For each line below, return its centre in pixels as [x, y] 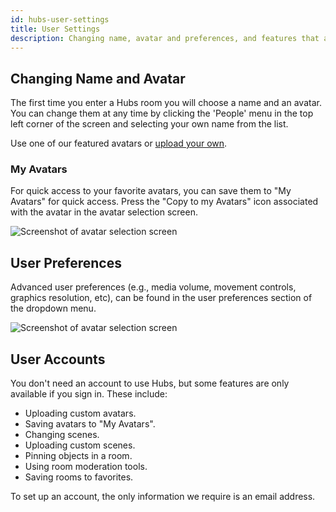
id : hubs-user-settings [60, 19]
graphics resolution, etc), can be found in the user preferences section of [161, 298]
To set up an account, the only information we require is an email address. [163, 497]
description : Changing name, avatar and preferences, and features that [165, 38]
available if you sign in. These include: [89, 394]
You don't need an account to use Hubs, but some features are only [150, 383]
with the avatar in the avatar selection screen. [104, 212]
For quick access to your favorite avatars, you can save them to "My [151, 191]
